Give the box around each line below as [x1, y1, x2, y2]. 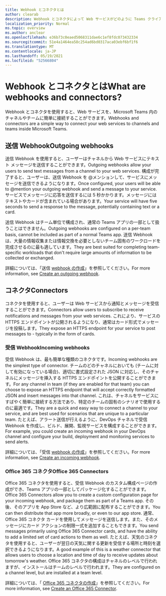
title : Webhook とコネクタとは [5, 7, 64, 12]
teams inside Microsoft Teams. [5, 126, 68, 132]
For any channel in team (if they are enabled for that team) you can [13, 381, 150, 387]
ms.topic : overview [5, 26, 45, 31]
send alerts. [5, 439, 30, 445]
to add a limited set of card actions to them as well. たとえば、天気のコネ [5, 534, 154, 540]
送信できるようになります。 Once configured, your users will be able [22, 181, 161, 186]
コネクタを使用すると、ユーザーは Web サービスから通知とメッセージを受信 [5, 300, 160, 306]
